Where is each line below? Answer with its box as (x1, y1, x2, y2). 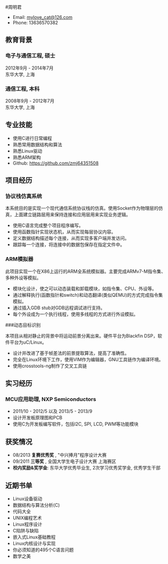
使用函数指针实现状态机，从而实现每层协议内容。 (12, 229, 116, 235)
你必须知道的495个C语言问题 (12, 547, 74, 553)
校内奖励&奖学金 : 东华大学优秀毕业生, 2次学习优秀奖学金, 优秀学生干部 (12, 465, 161, 471)
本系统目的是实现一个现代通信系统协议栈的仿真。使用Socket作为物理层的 (5, 205, 159, 212)
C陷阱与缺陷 (12, 528, 39, 534)
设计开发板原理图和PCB (12, 415, 63, 421)
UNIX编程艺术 (12, 515, 42, 521)
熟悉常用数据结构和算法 (12, 142, 62, 148)
